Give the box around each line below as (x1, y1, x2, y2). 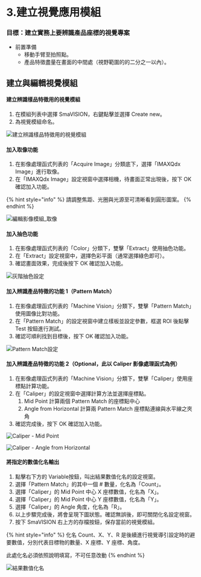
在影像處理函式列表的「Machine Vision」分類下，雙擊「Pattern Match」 (14, 302, 194, 309)
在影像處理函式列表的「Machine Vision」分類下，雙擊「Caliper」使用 (14, 375, 188, 382)
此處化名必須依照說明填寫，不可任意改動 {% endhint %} (6, 552, 145, 559)
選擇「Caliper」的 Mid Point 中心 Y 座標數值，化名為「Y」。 (14, 496, 162, 503)
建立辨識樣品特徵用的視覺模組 (6, 96, 80, 103)
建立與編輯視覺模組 (6, 78, 78, 88)
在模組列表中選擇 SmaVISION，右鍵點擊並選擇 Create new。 (14, 111, 166, 118)
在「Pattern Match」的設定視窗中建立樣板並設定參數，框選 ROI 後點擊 (14, 317, 190, 324)
